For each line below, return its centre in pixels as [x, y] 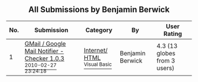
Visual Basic [98, 64]
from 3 [166, 60]
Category [99, 30]
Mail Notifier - [44, 51]
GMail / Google [45, 44]
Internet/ [95, 50]
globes [166, 53]
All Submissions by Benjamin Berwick [99, 10]
